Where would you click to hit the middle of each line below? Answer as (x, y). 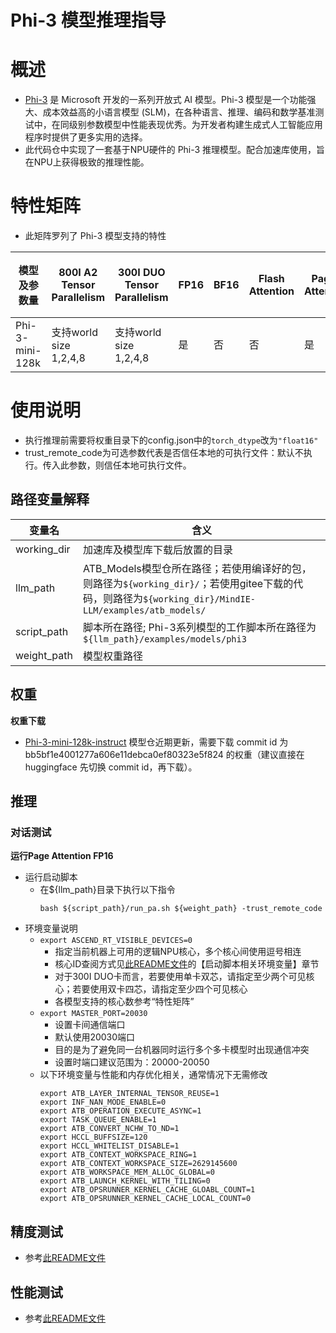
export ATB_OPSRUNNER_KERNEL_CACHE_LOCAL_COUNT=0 (145, 1199)
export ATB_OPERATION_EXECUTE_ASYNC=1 (120, 1111)
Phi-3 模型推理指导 (88, 20)
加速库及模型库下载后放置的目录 (157, 549)
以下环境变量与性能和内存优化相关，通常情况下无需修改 (153, 1075)
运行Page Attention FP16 (62, 856)
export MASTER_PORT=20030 (93, 1014)
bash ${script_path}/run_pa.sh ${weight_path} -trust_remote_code (181, 909)
